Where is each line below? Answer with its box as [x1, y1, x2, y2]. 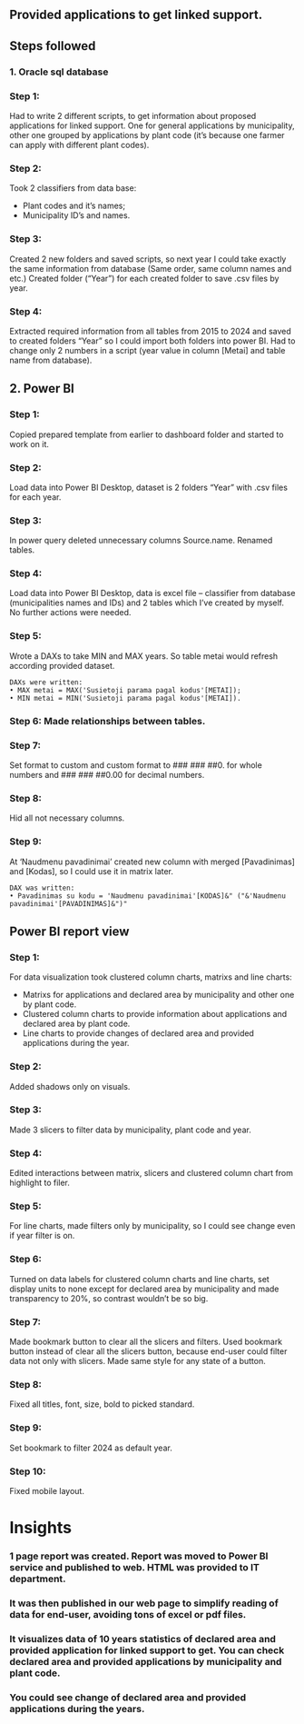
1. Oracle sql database [9, 65, 109, 78]
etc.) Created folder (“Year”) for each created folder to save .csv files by [9, 273, 279, 284]
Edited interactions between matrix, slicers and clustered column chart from [9, 1168, 293, 1179]
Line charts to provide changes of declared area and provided [22, 1028, 254, 1039]
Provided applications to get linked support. [9, 7, 263, 23]
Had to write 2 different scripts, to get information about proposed [9, 111, 257, 121]
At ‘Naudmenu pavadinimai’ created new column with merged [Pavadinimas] [9, 856, 295, 867]
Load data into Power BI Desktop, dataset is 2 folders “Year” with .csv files [9, 482, 289, 493]
